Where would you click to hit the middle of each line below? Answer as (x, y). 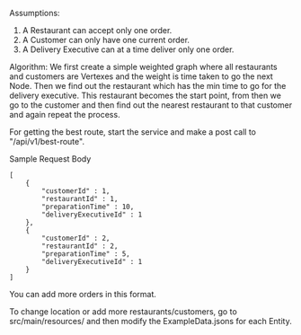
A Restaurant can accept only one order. (97, 30)
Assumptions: (35, 13)
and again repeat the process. (65, 115)
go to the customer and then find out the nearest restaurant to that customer (151, 105)
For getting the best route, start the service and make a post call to (133, 132)
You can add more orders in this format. (83, 294)
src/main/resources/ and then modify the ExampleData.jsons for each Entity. (150, 321)
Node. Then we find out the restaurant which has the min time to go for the (148, 86)
